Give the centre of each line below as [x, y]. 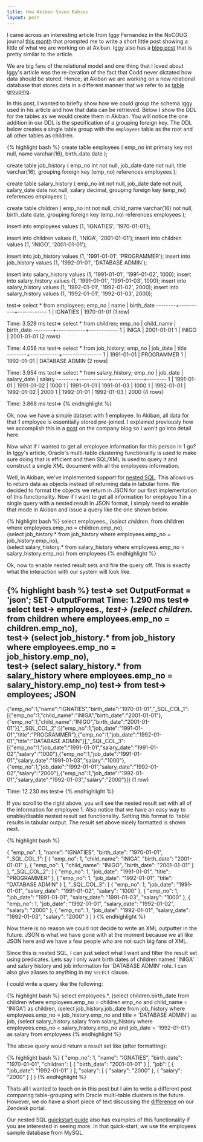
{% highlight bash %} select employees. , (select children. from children [96, 521]
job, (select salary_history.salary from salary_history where [80, 1022]
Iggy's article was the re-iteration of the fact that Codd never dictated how [99, 72]
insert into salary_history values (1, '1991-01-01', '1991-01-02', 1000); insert [99, 274]
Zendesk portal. [27, 1108]
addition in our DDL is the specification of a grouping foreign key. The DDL [99, 122]
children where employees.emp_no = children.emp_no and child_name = [97, 1002]
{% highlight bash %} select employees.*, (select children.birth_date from [98, 996]
